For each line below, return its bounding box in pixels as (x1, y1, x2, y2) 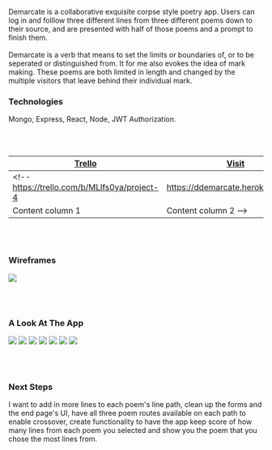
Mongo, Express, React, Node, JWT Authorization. (8, 114, 176, 124)
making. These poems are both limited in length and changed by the (8, 67, 236, 76)
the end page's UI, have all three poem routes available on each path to (8, 409, 247, 418)
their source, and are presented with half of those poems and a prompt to (8, 24, 253, 33)
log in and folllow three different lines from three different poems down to (8, 15, 253, 25)
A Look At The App (8, 317, 83, 328)
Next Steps (8, 381, 53, 392)
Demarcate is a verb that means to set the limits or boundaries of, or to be (8, 50, 255, 59)
